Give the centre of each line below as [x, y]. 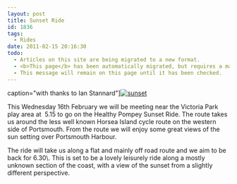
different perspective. [39, 173]
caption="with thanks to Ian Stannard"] [64, 93]
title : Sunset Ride [36, 20]
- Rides [25, 40]
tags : [15, 33]
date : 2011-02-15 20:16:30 [47, 47]
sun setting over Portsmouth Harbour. [62, 136]
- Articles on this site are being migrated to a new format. [107, 60]
